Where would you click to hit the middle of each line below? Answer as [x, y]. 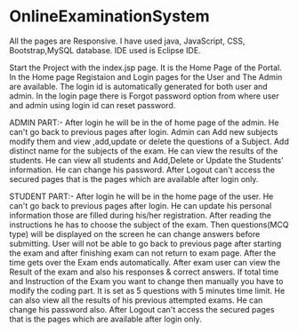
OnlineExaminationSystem [110, 16]
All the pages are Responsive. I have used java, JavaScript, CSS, [127, 41]
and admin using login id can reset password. [93, 105]
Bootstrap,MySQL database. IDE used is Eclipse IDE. [105, 50]
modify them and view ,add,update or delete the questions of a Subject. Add [149, 141]
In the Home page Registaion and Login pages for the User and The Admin [146, 76]
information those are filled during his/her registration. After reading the [141, 215]
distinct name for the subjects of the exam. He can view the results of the [144, 151]
